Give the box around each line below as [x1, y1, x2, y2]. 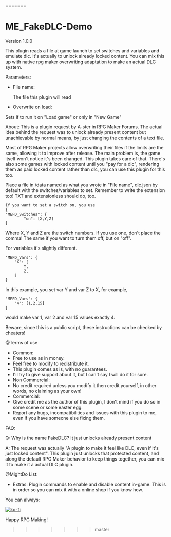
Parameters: [5, 74, 31, 80]
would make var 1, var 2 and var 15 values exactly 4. [5, 314, 116, 320]
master [94, 526, 109, 532]
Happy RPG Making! [5, 516, 48, 523]
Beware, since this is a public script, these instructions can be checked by [5, 324, 162, 330]
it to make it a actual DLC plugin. [5, 461, 74, 467]
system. [5, 64, 22, 70]
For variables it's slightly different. [5, 245, 78, 251]
